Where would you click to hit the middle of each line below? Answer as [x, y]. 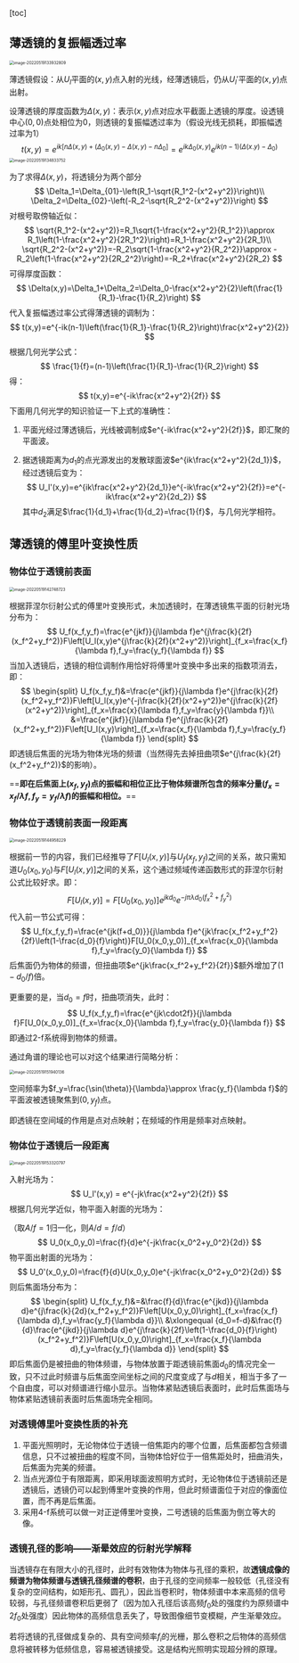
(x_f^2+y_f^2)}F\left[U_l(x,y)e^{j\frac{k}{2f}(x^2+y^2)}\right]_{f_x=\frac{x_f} [149, 640]
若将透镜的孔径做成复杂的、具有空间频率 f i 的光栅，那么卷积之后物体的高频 [144, 1637]
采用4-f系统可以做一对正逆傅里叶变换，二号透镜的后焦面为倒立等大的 [149, 1512]
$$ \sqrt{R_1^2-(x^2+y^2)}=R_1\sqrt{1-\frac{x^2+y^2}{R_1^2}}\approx [149, 230]
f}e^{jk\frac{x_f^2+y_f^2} [232, 932]
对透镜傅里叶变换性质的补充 [69, 1424]
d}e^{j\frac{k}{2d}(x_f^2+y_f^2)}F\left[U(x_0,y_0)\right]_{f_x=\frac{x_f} [149, 1311]
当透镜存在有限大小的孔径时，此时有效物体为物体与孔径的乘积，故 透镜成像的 [149, 1569]
